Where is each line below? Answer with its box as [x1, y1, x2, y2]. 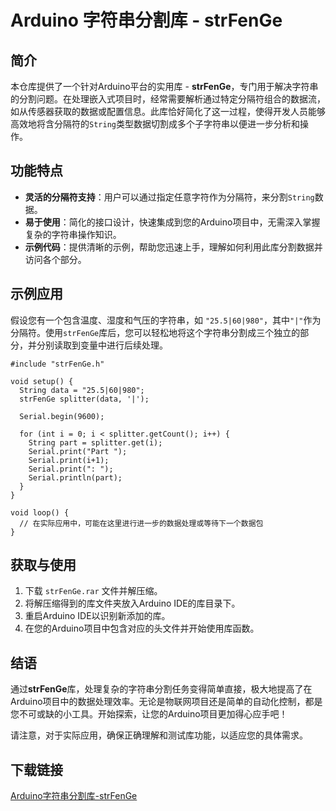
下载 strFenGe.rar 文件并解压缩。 [24, 585, 163, 597]
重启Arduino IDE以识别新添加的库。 [24, 610, 171, 622]
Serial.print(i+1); [28, 455, 110, 465]
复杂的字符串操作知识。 [24, 228, 122, 240]
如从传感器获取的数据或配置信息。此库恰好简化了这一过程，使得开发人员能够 [10, 106, 326, 117]
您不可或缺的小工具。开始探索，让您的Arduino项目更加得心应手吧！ [10, 708, 288, 720]
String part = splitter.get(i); [28, 437, 163, 448]
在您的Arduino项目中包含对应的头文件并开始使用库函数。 [24, 622, 260, 635]
